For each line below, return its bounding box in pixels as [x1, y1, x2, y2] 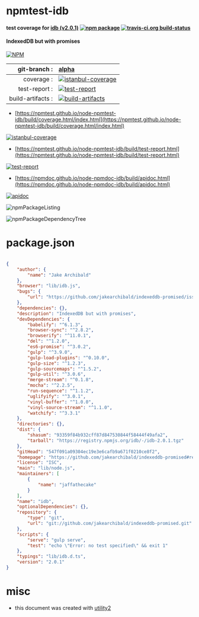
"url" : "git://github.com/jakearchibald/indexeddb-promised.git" [27, 521, 192, 527]
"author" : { [17, 266, 46, 273]
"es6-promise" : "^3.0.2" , [27, 344, 92, 350]
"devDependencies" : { [17, 316, 70, 322]
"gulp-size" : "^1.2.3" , [27, 360, 86, 366]
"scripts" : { [17, 531, 49, 537]
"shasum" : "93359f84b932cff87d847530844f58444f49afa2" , [27, 432, 168, 438]
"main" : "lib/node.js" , [17, 465, 76, 472]
